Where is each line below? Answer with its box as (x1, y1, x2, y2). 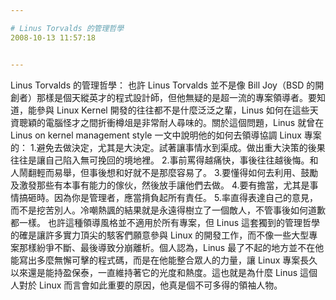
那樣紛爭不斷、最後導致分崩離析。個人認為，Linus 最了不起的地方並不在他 (18, 241, 325, 253)
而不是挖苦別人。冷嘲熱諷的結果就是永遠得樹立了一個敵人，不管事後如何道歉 (10, 204, 326, 216)
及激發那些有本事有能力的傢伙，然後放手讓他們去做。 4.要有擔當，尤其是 (10, 179, 310, 191)
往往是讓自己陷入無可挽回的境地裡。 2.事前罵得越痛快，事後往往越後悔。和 (10, 154, 319, 166)
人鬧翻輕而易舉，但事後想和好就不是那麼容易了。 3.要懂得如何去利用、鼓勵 (10, 166, 319, 178)
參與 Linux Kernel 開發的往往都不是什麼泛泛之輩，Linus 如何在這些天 (36, 104, 319, 116)
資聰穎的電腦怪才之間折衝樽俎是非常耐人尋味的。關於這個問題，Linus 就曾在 (10, 116, 325, 128)
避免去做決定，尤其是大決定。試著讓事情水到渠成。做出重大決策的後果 (36, 141, 326, 153)
